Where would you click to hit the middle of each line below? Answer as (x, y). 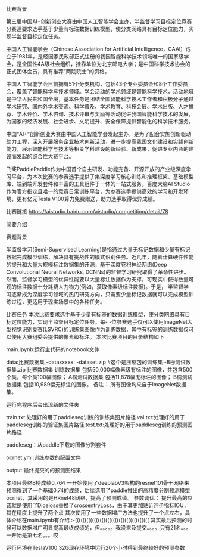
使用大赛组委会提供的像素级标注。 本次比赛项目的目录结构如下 (87, 337)
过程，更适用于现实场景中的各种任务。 (58, 302)
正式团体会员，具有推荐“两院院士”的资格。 (58, 71)
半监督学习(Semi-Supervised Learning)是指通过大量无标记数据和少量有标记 (98, 250)
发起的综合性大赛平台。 (45, 156)
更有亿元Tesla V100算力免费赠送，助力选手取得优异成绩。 (87, 199)
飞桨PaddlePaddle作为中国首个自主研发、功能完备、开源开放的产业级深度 (96, 169)
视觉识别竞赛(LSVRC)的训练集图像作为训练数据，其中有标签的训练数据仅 (100, 329)
